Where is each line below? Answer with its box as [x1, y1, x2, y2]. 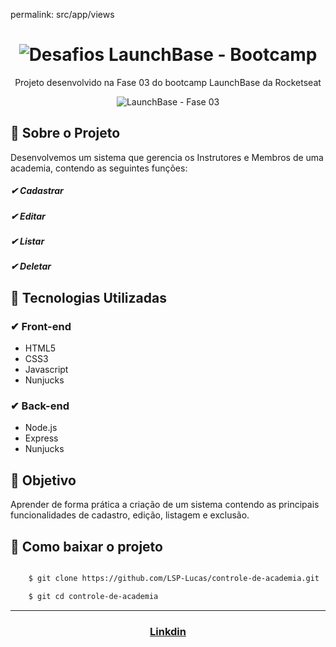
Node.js [24, 422, 58, 434]
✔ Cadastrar [10, 185, 64, 197]
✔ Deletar [10, 260, 52, 273]
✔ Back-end [10, 399, 70, 413]
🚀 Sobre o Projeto [10, 125, 121, 142]
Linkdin [149, 624, 187, 638]
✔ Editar [10, 210, 46, 222]
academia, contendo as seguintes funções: [10, 162, 188, 174]
